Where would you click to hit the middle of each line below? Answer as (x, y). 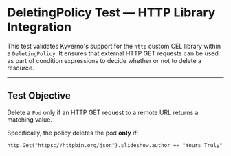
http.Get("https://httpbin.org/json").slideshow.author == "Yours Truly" (115, 145)
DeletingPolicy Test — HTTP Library (111, 13)
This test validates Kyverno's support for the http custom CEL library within (114, 46)
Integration (40, 27)
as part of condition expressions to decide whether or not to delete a (104, 60)
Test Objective (39, 96)
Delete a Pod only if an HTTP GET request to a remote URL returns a (103, 112)
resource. (21, 68)
